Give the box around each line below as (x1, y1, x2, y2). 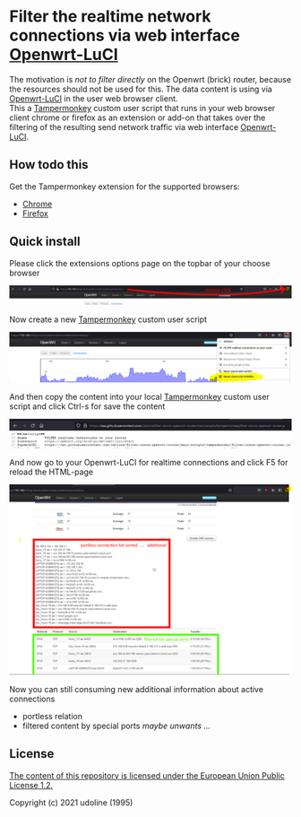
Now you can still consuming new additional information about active (9, 683, 264, 694)
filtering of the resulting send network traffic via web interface (9, 121, 239, 132)
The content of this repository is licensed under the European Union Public (9, 769, 285, 781)
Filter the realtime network (9, 6, 212, 27)
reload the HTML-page (9, 466, 94, 477)
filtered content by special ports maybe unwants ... (21, 720, 211, 731)
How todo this (9, 157, 89, 172)
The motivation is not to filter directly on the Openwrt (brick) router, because (9, 74, 292, 84)
